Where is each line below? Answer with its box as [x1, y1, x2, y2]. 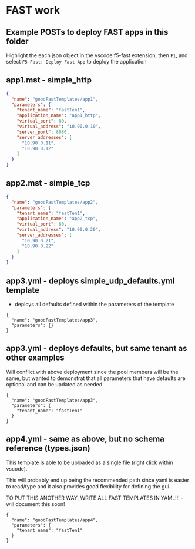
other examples [6, 353, 65, 363]
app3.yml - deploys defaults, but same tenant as [6, 343, 187, 353]
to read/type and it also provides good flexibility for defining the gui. [6, 482, 171, 490]
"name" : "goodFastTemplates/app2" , [11, 199, 99, 205]
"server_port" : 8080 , [16, 129, 69, 135]
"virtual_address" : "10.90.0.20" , [16, 227, 101, 233]
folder [6, 36, 29, 46]
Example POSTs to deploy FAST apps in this [6, 27, 169, 37]
